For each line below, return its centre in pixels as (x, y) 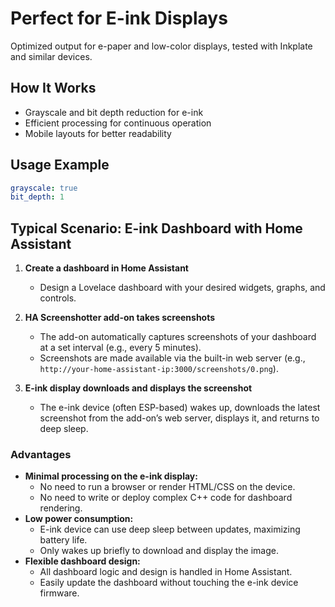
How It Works (53, 88)
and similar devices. (51, 56)
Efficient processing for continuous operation (118, 123)
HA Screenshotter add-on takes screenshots (120, 318)
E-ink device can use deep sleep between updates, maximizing (170, 529)
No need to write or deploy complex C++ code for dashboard (166, 498)
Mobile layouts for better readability (98, 133)
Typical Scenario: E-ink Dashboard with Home (156, 228)
